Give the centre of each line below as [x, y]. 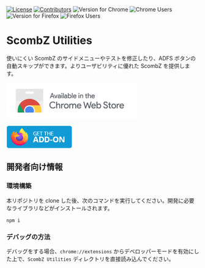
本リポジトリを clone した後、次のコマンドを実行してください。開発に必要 [100, 200]
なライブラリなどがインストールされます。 [60, 208]
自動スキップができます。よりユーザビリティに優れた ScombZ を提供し [96, 66]
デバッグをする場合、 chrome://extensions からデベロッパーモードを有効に [100, 251]
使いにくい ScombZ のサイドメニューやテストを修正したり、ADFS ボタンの [101, 58]
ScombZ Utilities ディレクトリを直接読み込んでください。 [101, 259]
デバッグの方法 [28, 237]
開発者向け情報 [35, 167]
